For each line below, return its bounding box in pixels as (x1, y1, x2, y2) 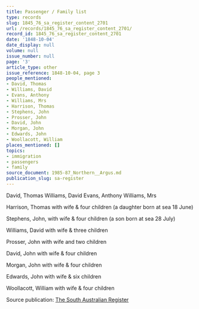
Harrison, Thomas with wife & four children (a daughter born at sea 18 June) (6, 203, 194, 210)
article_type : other (6, 64, 58, 71)
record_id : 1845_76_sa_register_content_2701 (6, 31, 121, 37)
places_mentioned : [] (6, 142, 60, 148)
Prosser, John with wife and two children (6, 238, 106, 245)
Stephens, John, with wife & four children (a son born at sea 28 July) (6, 215, 176, 222)
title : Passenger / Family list (6, 8, 87, 15)
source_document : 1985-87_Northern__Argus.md (6, 170, 121, 176)
